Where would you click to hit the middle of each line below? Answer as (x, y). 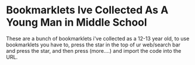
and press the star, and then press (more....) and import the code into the (94, 50)
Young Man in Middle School (76, 22)
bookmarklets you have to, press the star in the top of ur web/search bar (93, 45)
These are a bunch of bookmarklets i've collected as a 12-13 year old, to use (98, 38)
